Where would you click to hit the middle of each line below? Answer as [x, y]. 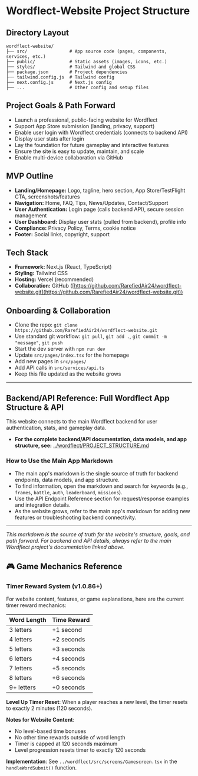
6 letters [21, 658]
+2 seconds [69, 640]
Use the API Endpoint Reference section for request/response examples [102, 499]
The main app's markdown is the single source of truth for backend [96, 474]
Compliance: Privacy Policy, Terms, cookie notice [75, 228]
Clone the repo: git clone [46, 325]
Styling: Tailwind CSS [41, 273]
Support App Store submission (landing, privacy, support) [85, 126]
